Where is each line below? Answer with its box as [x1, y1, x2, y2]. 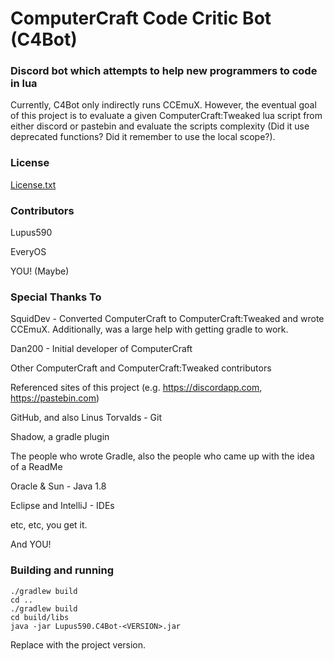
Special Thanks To [10, 290, 102, 304]
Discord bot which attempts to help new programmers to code [10, 64, 318, 78]
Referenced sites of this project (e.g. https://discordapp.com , [10, 382, 263, 394]
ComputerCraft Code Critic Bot [10, 7, 272, 30]
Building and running [10, 563, 115, 577]
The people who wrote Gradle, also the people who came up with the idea [10, 450, 315, 462]
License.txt [10, 178, 57, 191]
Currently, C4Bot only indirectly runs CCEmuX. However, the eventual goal [10, 99, 317, 111]
